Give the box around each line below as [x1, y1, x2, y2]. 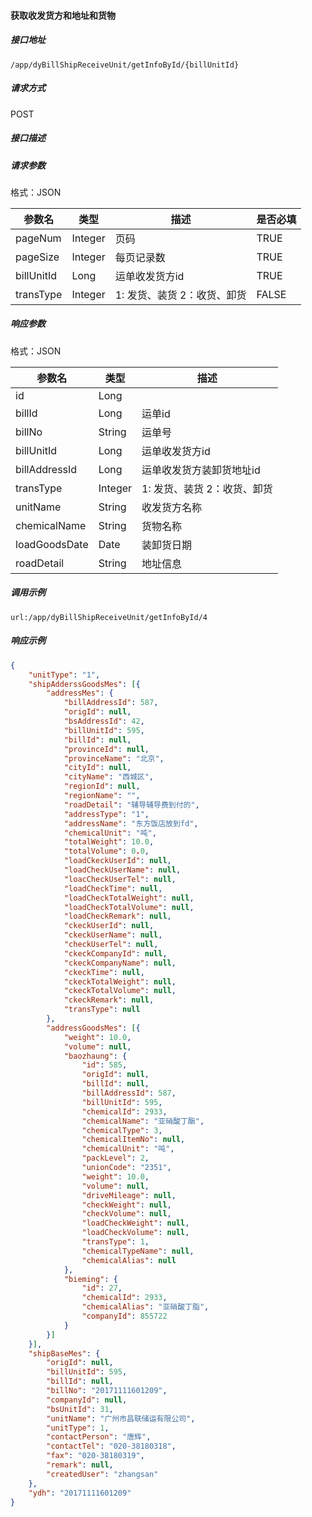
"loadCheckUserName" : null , [63, 865, 182, 875]
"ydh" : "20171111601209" [28, 1488, 132, 1498]
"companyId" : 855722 [81, 1311, 168, 1322]
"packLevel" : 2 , [81, 1153, 150, 1164]
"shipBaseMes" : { [28, 1348, 101, 1359]
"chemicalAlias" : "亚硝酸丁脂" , [81, 1302, 210, 1312]
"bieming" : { [63, 1274, 118, 1284]
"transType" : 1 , [81, 1237, 150, 1247]
